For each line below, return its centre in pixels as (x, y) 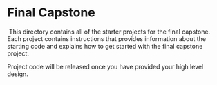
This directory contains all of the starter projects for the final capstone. (110, 32)
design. (18, 74)
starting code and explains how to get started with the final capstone (105, 46)
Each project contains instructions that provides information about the (106, 38)
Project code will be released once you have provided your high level (105, 66)
